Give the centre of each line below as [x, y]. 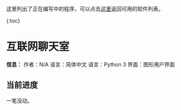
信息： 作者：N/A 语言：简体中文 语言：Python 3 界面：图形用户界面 [90, 64]
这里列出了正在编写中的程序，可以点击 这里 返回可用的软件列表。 [85, 9]
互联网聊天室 [38, 47]
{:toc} [13, 21]
